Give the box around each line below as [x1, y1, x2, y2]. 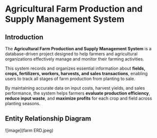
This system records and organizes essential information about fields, [5, 65, 145, 71]
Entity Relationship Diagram [5, 115, 91, 123]
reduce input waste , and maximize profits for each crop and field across [5, 95, 152, 101]
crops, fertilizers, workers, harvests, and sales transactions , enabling [5, 71, 148, 76]
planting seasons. [5, 101, 40, 106]
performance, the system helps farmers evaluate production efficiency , [5, 91, 151, 96]
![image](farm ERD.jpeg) [5, 127, 53, 133]
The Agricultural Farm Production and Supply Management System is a [5, 46, 152, 51]
